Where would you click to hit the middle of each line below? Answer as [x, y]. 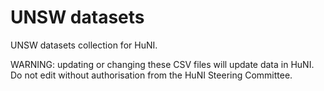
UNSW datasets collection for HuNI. [84, 45]
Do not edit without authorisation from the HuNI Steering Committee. [151, 75]
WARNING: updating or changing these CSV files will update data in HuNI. [162, 64]
